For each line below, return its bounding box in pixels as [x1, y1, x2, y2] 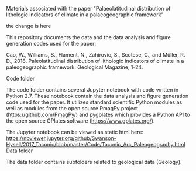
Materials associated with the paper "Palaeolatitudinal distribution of [6, 5, 171, 12]
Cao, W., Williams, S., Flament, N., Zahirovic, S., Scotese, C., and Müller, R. [6, 51, 185, 58]
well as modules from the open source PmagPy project [6, 105, 139, 111]
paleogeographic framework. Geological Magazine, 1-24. [6, 64, 143, 71]
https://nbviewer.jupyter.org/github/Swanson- [6, 135, 116, 142]
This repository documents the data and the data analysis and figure [6, 34, 171, 40]
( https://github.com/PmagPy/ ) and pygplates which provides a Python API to [6, 111, 190, 118]
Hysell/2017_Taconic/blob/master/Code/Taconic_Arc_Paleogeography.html [6, 141, 185, 148]
